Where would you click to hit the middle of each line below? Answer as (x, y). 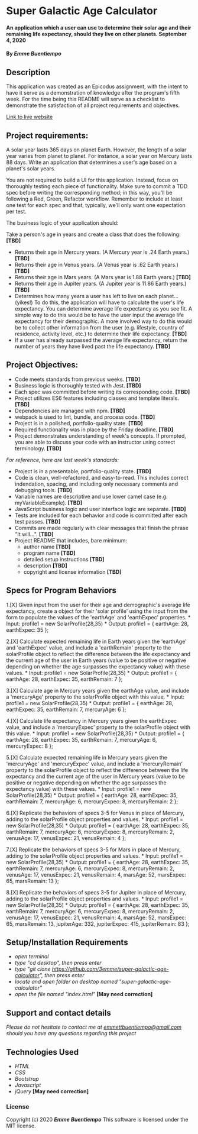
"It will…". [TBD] (34, 534)
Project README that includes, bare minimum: (71, 540)
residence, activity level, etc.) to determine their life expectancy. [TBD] (101, 334)
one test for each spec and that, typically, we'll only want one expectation (96, 205)
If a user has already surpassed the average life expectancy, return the (101, 340)
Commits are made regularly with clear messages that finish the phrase (102, 528)
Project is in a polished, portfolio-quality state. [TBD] (79, 423)
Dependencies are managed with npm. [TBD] (70, 411)
